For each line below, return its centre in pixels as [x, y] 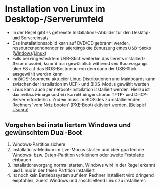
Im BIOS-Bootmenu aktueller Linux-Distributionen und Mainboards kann [84, 79]
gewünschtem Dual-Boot [44, 133]
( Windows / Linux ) [29, 53]
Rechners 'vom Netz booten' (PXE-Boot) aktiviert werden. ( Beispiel [79, 105]
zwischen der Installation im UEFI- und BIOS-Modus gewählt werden [80, 84]
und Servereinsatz [30, 38]
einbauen [21, 160]
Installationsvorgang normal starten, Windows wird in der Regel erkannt [83, 165]
